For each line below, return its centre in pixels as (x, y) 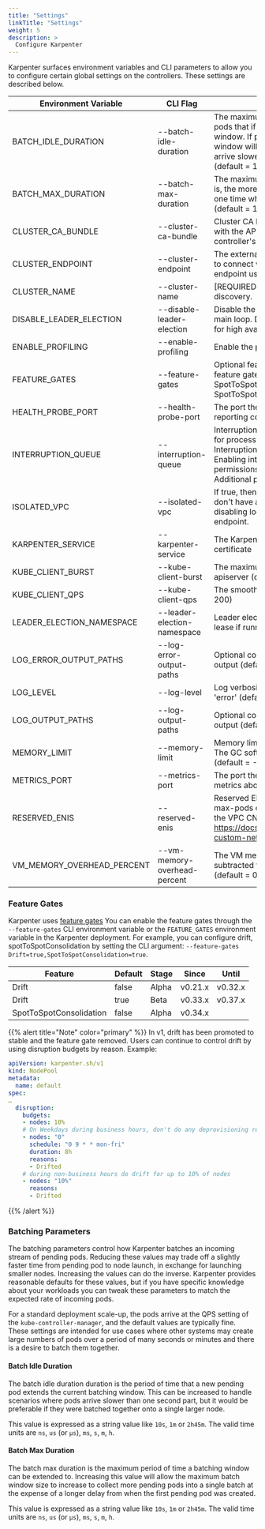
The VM (229, 855)
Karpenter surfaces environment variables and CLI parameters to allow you (130, 67)
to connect (234, 264)
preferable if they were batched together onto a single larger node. (117, 1409)
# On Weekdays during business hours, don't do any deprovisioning (135, 1130)
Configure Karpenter (49, 45)
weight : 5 (24, 30)
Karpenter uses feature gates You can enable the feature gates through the (130, 921)
